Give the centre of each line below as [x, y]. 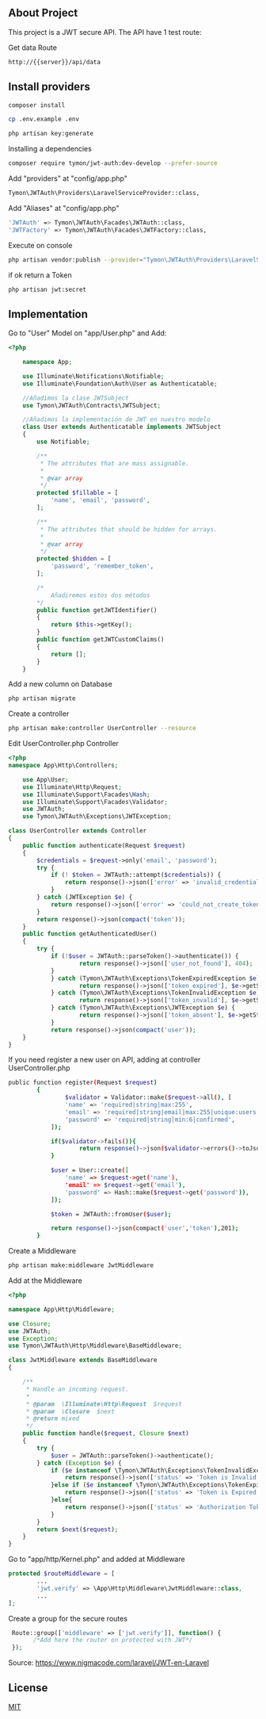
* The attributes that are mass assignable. [115, 463]
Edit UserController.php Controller [63, 744]
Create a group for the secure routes [68, 1618]
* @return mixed [53, 1418]
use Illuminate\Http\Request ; [72, 787]
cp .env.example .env [44, 119]
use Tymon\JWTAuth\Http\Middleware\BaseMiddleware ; [95, 1346]
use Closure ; [30, 1323]
